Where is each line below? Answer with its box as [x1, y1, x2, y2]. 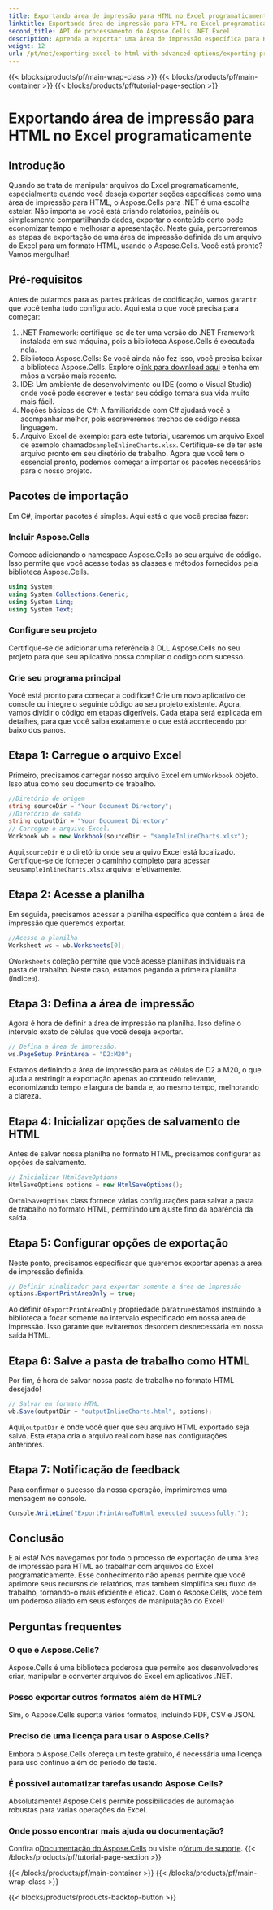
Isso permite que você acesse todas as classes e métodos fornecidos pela [8, 558, 258, 568]
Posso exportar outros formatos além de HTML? [8, 1692, 202, 1703]
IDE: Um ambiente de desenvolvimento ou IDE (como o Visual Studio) [19, 379, 253, 389]
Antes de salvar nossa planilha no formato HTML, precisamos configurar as [8, 1149, 262, 1159]
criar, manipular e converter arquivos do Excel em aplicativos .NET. [8, 1672, 233, 1682]
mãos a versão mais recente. [19, 371, 118, 381]
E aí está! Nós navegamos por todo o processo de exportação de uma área [8, 1553, 260, 1563]
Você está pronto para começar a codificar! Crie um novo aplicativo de [8, 690, 245, 700]
